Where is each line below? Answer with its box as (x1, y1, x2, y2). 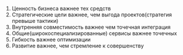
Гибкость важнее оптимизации (11, 36, 91, 43)
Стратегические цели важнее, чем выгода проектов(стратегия (11, 11, 172, 18)
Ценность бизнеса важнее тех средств (11, 5, 111, 12)
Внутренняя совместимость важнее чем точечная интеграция (11, 23, 171, 30)
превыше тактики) (11, 18, 59, 24)
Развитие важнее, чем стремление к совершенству (11, 42, 144, 49)
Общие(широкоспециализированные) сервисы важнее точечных (11, 30, 178, 37)
